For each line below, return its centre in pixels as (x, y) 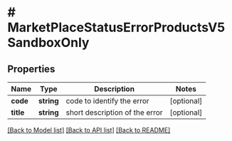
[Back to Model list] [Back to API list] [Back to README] (89, 130)
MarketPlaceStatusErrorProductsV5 (116, 27)
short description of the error (114, 113)
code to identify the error (107, 101)
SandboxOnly (48, 43)
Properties (31, 69)
